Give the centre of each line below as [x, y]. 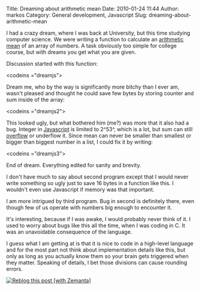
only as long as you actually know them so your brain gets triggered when [97, 256]
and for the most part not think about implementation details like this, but [96, 250]
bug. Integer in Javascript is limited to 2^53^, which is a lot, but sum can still [99, 129]
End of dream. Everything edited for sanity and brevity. [74, 165]
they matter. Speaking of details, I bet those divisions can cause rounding [97, 262]
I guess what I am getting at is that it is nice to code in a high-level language [100, 243]
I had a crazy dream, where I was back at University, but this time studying [98, 33]
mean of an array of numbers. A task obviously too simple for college [92, 46]
